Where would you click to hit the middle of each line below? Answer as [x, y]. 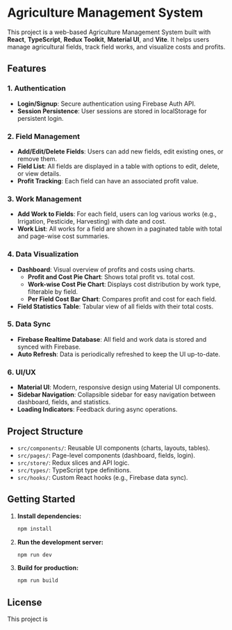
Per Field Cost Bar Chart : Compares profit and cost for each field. [122, 299]
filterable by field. [53, 291]
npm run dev [34, 555]
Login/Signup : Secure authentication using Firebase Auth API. [106, 103]
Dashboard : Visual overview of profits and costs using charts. [106, 270]
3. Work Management [44, 199]
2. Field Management [43, 136]
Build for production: [48, 568]
